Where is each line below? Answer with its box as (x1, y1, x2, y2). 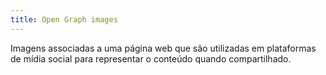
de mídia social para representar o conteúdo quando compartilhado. (10, 52, 292, 65)
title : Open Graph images (10, 14, 118, 25)
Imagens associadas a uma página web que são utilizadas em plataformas (10, 42, 317, 54)
